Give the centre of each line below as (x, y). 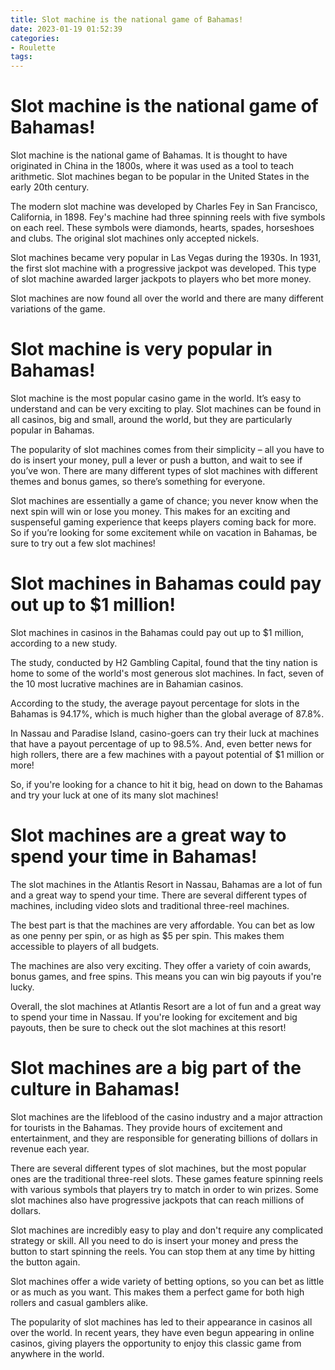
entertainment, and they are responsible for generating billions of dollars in (164, 1138)
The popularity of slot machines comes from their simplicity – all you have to (167, 449)
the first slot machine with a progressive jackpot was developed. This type (163, 268)
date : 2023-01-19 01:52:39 (66, 29)
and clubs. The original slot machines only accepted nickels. (135, 238)
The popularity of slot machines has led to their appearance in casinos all (161, 1322)
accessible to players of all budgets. (85, 946)
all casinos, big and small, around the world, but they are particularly (151, 419)
